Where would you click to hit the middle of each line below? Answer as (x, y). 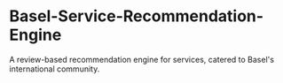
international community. (55, 69)
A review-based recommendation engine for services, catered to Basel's (142, 59)
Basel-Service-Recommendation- (137, 16)
